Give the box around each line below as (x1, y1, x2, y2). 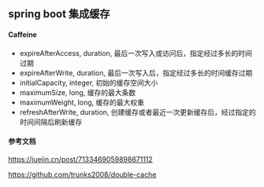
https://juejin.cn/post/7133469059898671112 (8, 154, 154, 163)
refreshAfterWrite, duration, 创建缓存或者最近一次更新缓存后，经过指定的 (19, 107, 256, 116)
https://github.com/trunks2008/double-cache (8, 170, 157, 179)
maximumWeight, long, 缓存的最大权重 (19, 97, 144, 107)
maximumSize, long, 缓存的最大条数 (19, 87, 136, 97)
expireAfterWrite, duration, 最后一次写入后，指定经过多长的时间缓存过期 (19, 68, 253, 77)
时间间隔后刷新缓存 (19, 117, 83, 126)
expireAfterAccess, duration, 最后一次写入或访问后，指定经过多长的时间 (19, 48, 252, 57)
